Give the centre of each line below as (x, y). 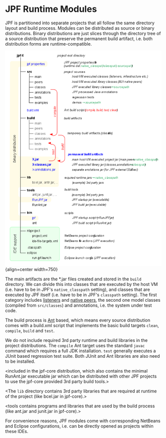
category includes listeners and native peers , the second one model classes (83, 300)
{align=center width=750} (31, 270)
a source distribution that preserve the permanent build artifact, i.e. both (79, 39)
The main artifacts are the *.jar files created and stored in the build (73, 279)
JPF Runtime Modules (51, 9)
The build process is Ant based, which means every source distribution (78, 320)
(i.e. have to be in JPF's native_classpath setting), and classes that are (78, 290)
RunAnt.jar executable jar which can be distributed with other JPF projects (81, 376)
